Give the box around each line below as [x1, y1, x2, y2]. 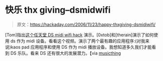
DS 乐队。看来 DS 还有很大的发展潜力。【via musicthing [10, 50, 121, 56]
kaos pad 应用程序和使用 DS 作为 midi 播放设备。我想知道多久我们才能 [11, 44, 152, 50]
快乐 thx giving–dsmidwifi [5, 4, 111, 16]
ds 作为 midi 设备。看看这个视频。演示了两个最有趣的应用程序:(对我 [10, 38, 145, 44]
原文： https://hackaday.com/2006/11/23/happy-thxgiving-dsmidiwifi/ [17, 21, 156, 27]
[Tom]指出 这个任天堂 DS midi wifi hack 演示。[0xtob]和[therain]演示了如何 [5, 32, 154, 38]
